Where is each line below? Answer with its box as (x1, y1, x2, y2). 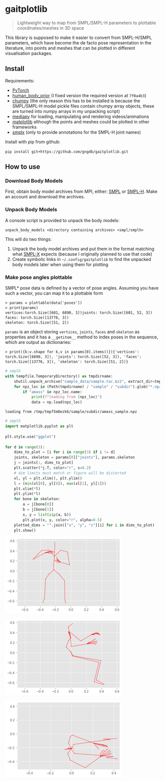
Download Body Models (5, 178, 63, 185)
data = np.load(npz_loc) (31, 400, 82, 405)
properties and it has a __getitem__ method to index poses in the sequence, (5, 334, 159, 340)
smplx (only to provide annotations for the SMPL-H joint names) (12, 129, 141, 135)
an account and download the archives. (5, 194, 85, 200)
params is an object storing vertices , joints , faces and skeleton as (5, 329, 140, 335)
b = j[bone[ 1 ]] (23, 507, 54, 512)
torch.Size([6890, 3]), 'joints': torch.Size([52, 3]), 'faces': (5, 354, 141, 360)
